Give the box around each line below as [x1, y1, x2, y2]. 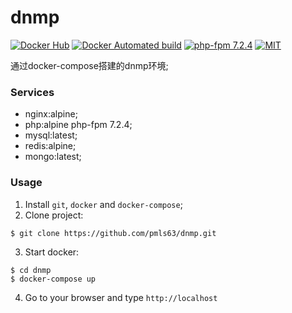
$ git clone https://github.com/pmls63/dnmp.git [10, 228, 217, 238]
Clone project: [24, 209, 84, 221]
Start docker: [24, 246, 80, 258]
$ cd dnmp [10, 265, 52, 275]
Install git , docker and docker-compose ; [24, 198, 183, 210]
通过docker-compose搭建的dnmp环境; [10, 59, 169, 71]
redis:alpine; [24, 140, 77, 152]
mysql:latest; [24, 129, 78, 141]
